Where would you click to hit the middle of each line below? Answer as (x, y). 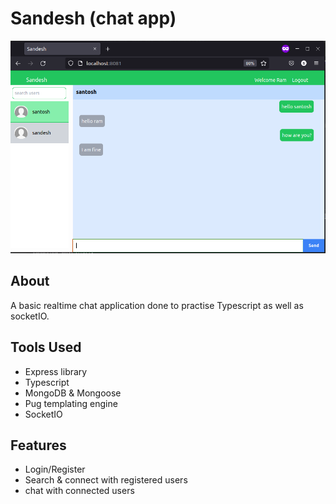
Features (38, 445)
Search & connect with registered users (106, 480)
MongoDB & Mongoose (73, 393)
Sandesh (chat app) (93, 18)
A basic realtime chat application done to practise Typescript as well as (157, 305)
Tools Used (46, 347)
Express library (56, 371)
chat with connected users (79, 491)
